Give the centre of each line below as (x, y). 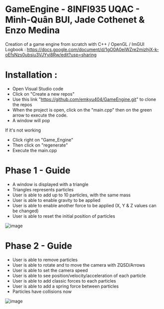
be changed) (25, 211)
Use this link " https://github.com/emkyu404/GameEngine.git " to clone (84, 99)
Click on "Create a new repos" (43, 94)
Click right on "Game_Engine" (43, 140)
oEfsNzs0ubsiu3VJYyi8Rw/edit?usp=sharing (51, 55)
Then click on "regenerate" (40, 145)
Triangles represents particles (43, 189)
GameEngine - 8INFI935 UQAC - (73, 9)
